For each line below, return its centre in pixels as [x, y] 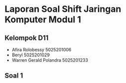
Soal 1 [14, 76]
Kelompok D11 [27, 38]
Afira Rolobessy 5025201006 [41, 50]
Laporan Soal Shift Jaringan [63, 9]
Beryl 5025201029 [31, 55]
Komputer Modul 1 [43, 20]
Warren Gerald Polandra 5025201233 [50, 60]
